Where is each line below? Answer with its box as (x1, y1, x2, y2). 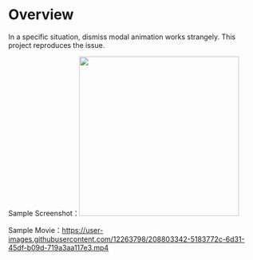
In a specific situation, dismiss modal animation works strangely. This (8, 32, 236, 41)
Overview (8, 6, 74, 24)
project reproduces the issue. (8, 40, 105, 49)
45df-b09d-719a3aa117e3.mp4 (8, 242, 109, 252)
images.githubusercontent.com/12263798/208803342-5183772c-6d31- (8, 234, 245, 244)
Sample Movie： (8, 225, 62, 234)
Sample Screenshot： (8, 208, 80, 218)
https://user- (61, 225, 104, 234)
